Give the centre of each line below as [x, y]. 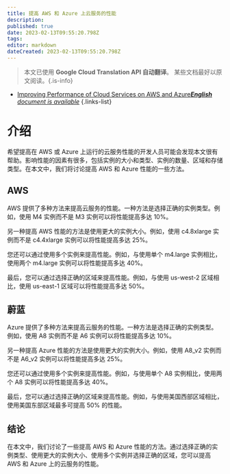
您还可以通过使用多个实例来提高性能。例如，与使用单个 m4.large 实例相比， [114, 254]
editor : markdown [32, 45]
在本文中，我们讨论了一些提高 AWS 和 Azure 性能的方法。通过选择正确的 [110, 447]
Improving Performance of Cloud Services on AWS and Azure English [114, 94]
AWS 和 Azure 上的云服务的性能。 [55, 464]
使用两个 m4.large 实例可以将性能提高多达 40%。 [77, 263]
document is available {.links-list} [64, 101]
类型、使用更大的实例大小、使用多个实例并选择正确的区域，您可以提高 [112, 456]
